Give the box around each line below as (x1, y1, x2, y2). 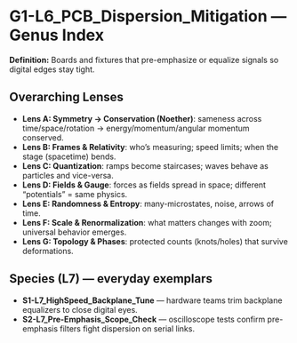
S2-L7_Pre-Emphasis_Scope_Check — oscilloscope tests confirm (21, 314, 266, 324)
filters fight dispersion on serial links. (60, 323, 196, 334)
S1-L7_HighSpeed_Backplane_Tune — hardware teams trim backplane (21, 295, 283, 306)
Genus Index (9, 25, 105, 45)
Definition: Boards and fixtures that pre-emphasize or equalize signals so (9, 54, 279, 65)
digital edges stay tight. (9, 64, 95, 75)
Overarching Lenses (9, 90, 124, 105)
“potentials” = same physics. (21, 188, 128, 199)
